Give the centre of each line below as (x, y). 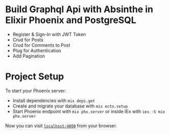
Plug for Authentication (37, 50)
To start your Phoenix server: (36, 91)
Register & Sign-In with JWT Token (49, 34)
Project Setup (35, 77)
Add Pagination (29, 56)
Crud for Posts (28, 40)
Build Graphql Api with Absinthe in (79, 9)
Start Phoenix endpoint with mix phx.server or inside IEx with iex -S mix (89, 111)
